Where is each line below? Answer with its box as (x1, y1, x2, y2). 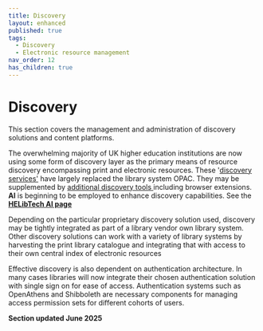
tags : (8, 33, 26, 42)
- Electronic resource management (15, 49, 130, 57)
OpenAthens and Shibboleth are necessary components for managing (8, 289, 237, 299)
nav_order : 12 (8, 57, 56, 65)
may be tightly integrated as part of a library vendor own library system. (8, 223, 245, 232)
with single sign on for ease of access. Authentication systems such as (8, 281, 241, 290)
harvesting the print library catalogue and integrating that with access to (8, 240, 245, 250)
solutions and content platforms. (8, 132, 115, 142)
